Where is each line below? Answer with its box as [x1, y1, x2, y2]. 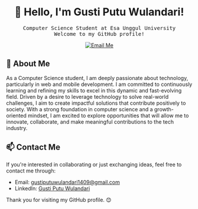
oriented [6, 112, 27, 119]
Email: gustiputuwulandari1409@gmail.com [14, 178, 120, 185]
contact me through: [6, 167, 56, 174]
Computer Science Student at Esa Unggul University [22, 25, 176, 31]
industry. [6, 124, 28, 131]
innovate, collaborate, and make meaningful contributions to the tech [6, 118, 174, 125]
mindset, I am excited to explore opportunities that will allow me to [27, 112, 189, 119]
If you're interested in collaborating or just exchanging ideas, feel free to [6, 161, 182, 168]
